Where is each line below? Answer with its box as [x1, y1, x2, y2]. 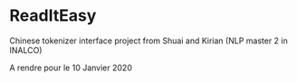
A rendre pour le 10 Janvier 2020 [9, 62, 133, 73]
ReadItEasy [9, 5, 97, 26]
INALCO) [9, 44, 43, 55]
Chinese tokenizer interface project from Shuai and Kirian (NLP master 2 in [9, 35, 288, 46]
